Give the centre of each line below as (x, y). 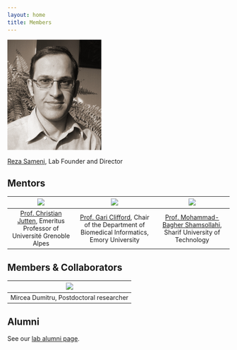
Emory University (114, 239)
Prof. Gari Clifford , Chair (115, 217)
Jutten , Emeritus (41, 221)
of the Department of (115, 224)
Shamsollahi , (203, 224)
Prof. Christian (41, 213)
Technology (192, 239)
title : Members (30, 22)
